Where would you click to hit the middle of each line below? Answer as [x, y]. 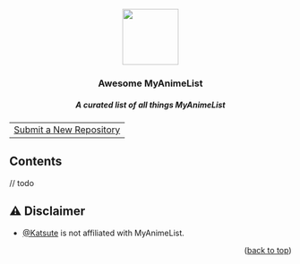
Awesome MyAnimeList [150, 83]
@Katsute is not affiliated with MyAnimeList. [103, 233]
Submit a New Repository [67, 130]
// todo [21, 183]
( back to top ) [268, 250]
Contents [36, 162]
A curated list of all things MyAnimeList [150, 105]
